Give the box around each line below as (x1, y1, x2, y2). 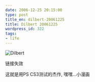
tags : (5, 31, 17, 36)
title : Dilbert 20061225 (5, 21, 58, 27)
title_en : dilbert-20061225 (5, 17, 65, 22)
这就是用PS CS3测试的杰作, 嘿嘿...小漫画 (5, 71, 90, 77)
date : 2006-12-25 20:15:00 (5, 7, 62, 13)
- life (5, 36, 19, 41)
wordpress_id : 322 (5, 26, 44, 32)
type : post (5, 12, 28, 17)
